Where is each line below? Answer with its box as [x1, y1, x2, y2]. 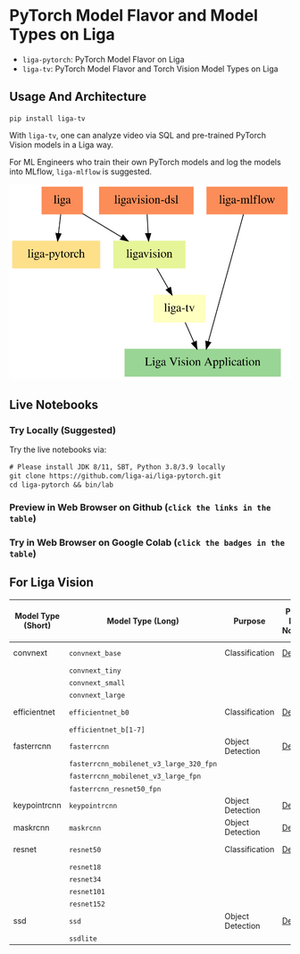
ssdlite [68, 934, 98, 943]
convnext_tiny [68, 666, 121, 675]
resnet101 [68, 888, 105, 897]
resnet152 [68, 900, 105, 909]
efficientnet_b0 [68, 707, 129, 717]
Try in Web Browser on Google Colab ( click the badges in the [9, 536, 286, 548]
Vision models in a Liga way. [9, 139, 114, 150]
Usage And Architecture [9, 89, 147, 105]
